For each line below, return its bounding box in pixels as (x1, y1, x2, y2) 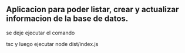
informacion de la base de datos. (6, 14, 129, 24)
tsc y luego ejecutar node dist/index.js (6, 40, 99, 47)
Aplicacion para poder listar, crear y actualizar (6, 5, 179, 15)
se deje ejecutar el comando (6, 29, 75, 36)
